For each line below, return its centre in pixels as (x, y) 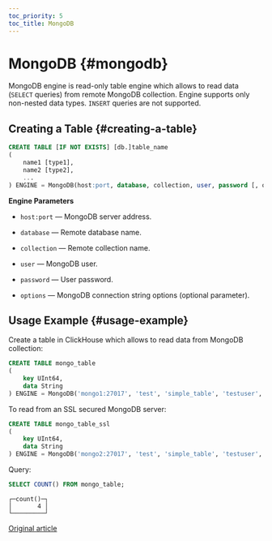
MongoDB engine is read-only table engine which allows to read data (123, 86)
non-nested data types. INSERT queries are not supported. (105, 103)
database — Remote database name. (81, 232)
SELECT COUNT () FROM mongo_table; (67, 485)
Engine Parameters (41, 200)
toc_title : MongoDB (41, 24)
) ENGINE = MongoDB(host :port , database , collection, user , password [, (134, 185)
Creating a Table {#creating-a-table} (103, 129)
